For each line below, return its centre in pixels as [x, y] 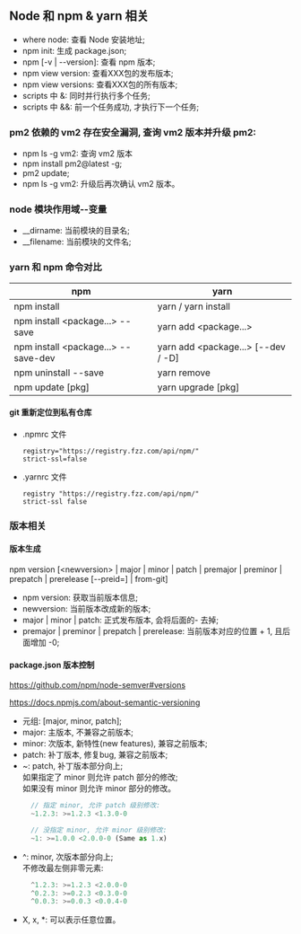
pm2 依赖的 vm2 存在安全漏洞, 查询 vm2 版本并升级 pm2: [133, 132]
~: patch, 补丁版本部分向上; [73, 766]
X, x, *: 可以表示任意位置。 [71, 920]
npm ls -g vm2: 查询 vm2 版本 [77, 154]
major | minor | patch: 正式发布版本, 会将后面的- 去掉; [120, 620]
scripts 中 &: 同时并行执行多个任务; [86, 95]
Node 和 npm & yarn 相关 [79, 16]
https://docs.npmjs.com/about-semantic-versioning [105, 702]
